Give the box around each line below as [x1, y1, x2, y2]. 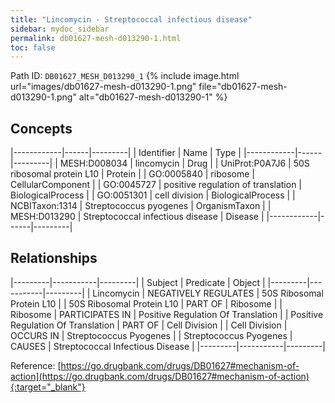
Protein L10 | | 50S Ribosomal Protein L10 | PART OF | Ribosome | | [10, 297, 283, 310]
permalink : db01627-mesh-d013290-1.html [10, 33, 182, 43]
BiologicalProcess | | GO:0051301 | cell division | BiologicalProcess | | [10, 189, 296, 201]
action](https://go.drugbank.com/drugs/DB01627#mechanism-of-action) [10, 370, 310, 382]
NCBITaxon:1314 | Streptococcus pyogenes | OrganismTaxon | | [10, 200, 272, 212]
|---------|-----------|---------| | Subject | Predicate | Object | [10, 276, 266, 288]
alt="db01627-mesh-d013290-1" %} [78, 91, 228, 103]
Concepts [10, 120, 73, 137]
